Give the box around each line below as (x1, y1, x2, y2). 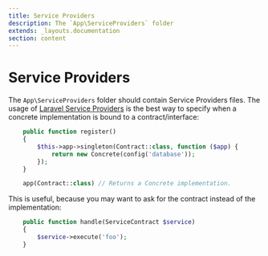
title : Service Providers (8, 11, 95, 20)
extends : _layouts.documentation (8, 26, 120, 35)
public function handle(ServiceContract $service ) (22, 218, 196, 226)
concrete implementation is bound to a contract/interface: (8, 112, 200, 122)
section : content (8, 34, 67, 43)
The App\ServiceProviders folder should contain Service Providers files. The (8, 95, 261, 105)
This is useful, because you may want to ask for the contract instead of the (8, 194, 256, 204)
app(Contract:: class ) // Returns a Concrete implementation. (22, 180, 231, 188)
